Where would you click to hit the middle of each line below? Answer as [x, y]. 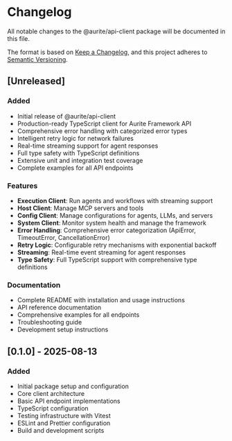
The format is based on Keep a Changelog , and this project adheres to [107, 52]
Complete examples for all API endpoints [75, 168]
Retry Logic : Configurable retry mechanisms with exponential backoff [117, 245]
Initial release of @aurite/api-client [66, 116]
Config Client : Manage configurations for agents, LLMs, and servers [115, 215]
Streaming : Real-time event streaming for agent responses [101, 252]
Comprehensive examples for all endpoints [78, 315]
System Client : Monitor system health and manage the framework [111, 223]
